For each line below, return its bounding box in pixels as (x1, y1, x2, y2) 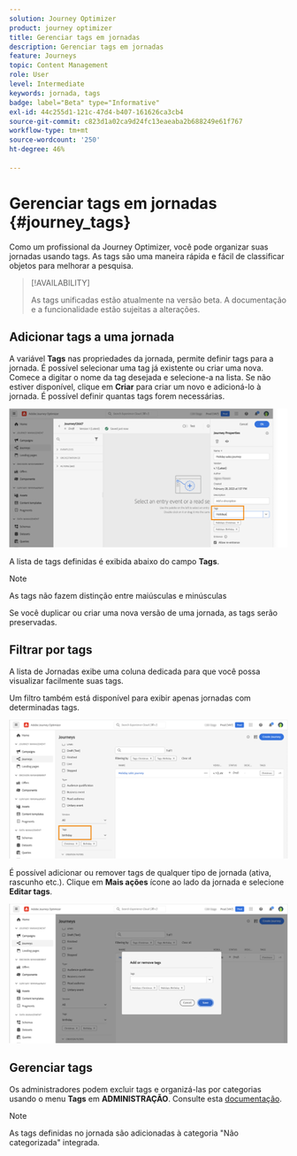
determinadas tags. (9, 701, 80, 712)
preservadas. (9, 617, 57, 627)
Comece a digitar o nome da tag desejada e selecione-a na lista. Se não (9, 371, 271, 382)
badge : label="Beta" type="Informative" (9, 98, 161, 107)
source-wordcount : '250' (9, 135, 101, 145)
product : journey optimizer (9, 23, 113, 33)
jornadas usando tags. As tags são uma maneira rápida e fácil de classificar (9, 250, 285, 261)
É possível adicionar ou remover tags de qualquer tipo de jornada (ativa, (9, 868, 272, 878)
